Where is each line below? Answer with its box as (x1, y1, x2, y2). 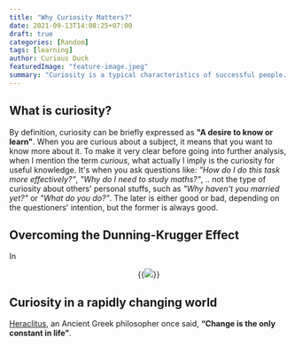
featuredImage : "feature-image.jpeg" (9, 63, 149, 72)
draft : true (9, 29, 53, 38)
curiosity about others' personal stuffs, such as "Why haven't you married (9, 183, 280, 194)
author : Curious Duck (9, 54, 89, 63)
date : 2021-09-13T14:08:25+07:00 (9, 21, 133, 30)
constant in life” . (9, 328, 73, 339)
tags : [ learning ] (9, 46, 74, 55)
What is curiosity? (9, 103, 113, 119)
